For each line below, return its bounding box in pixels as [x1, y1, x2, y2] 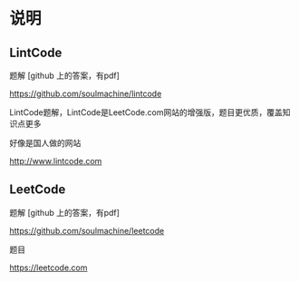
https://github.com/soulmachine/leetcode [9, 225, 165, 236]
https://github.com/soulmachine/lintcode [9, 88, 162, 99]
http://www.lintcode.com [9, 156, 102, 166]
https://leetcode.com [9, 262, 88, 273]
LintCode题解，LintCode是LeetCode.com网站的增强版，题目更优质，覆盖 [9, 107, 283, 118]
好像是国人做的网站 [9, 138, 82, 148]
